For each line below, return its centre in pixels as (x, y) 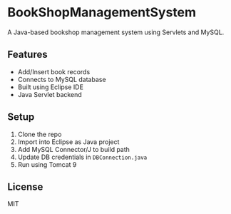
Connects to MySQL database (62, 79)
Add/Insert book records (54, 71)
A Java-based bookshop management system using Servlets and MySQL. (116, 32)
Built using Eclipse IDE (51, 87)
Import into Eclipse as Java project (68, 142)
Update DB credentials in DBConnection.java (82, 157)
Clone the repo (40, 134)
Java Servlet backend (50, 94)
